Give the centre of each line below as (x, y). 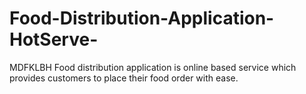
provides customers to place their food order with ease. (124, 78)
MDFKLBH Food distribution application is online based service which (153, 67)
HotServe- (54, 39)
